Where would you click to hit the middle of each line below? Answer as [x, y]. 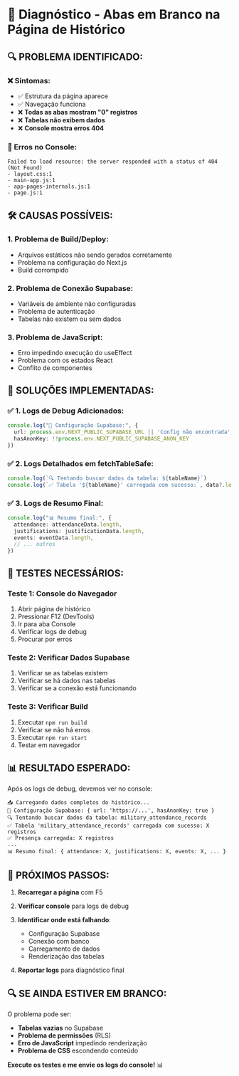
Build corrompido [43, 270]
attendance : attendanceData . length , [68, 524]
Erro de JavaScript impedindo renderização [82, 1043]
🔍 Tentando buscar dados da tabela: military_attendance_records [107, 818]
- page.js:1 [25, 193]
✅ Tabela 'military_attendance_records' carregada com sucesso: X [108, 826]
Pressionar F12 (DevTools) [56, 616]
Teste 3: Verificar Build [48, 707]
